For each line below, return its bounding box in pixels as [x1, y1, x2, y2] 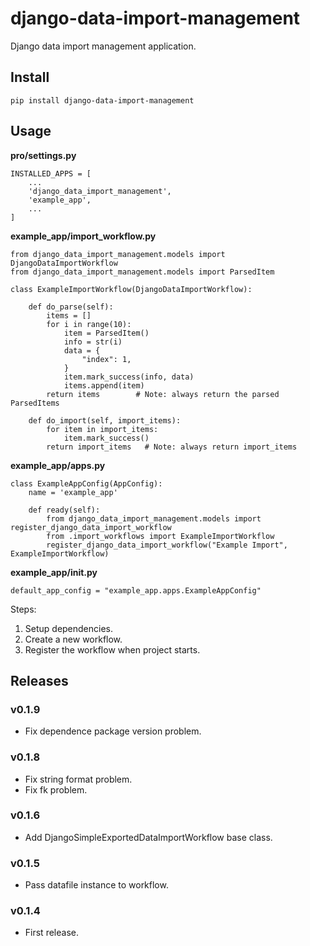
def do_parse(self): [28, 302, 114, 312]
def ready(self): [28, 505, 101, 515]
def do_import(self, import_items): [28, 415, 182, 426]
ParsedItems [10, 398, 60, 408]
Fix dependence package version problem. [24, 725, 202, 737]
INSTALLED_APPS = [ [10, 168, 92, 179]
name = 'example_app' [28, 487, 118, 497]
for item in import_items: [46, 424, 159, 434]
